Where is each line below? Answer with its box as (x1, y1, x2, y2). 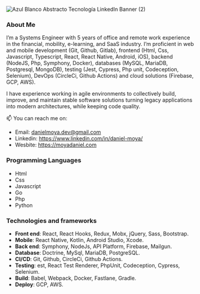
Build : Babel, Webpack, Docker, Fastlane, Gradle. (14, 274, 137, 281)
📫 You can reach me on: (6, 115, 68, 122)
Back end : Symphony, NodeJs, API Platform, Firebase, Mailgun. (14, 243, 172, 250)
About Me (6, 20, 36, 29)
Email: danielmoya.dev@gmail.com (14, 128, 101, 136)
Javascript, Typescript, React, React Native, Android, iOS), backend (6, 53, 173, 60)
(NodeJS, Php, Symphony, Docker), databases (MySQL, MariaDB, (6, 60, 168, 67)
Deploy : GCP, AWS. (14, 281, 64, 288)
